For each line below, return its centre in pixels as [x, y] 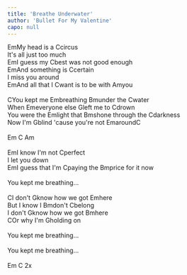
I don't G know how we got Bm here [58, 213]
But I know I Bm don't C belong [51, 206]
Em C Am [21, 137]
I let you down [28, 160]
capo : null [23, 27]
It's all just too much [37, 55]
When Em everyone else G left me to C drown [71, 108]
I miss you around [33, 77]
